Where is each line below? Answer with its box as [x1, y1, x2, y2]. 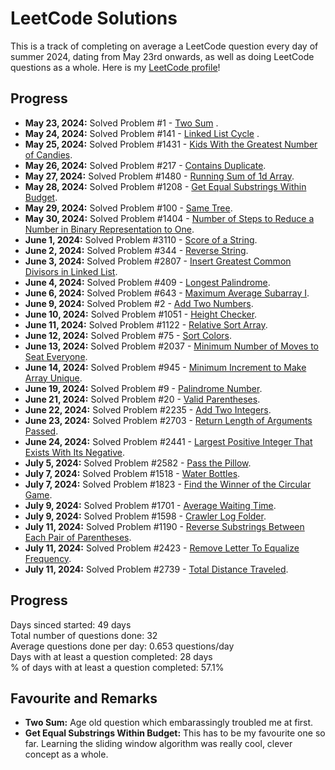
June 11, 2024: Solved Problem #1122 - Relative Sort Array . [24, 318, 268, 331]
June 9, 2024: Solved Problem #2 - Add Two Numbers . [24, 297, 254, 309]
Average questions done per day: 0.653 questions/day [10, 640, 235, 652]
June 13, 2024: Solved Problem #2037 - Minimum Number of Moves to [24, 340, 319, 352]
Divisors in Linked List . [24, 265, 118, 277]
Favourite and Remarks [10, 690, 158, 707]
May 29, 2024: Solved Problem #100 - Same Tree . [24, 202, 233, 214]
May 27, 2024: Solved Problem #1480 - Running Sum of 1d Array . [24, 170, 295, 182]
